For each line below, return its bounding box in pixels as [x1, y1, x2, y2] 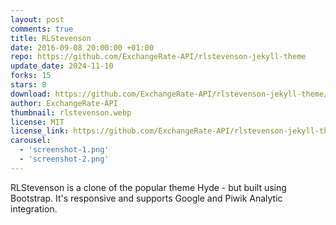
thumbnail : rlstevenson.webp [10, 107, 132, 118]
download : [10, 89, 52, 99]
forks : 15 [10, 71, 52, 81]
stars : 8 [10, 80, 47, 90]
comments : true [10, 24, 74, 34]
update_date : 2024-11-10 [10, 61, 114, 71]
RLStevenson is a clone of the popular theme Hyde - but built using [10, 181, 287, 193]
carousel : [10, 136, 52, 146]
